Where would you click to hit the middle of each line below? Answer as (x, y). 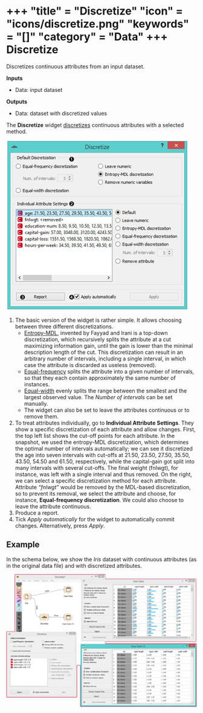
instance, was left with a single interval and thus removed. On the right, (103, 474)
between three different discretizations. (64, 326)
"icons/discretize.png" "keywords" (98, 24)
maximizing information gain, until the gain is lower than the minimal (108, 345)
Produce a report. (37, 513)
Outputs (17, 102)
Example (23, 545)
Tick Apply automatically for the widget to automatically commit (95, 519)
